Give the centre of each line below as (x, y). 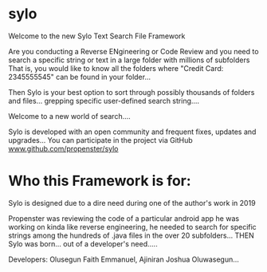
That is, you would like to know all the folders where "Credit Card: (116, 68)
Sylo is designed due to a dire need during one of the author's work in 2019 (132, 203)
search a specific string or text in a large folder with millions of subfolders (129, 60)
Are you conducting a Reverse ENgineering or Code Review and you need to (133, 51)
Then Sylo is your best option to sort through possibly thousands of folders (132, 92)
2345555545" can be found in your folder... (80, 77)
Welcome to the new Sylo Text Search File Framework (97, 36)
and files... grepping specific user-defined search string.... (104, 101)
